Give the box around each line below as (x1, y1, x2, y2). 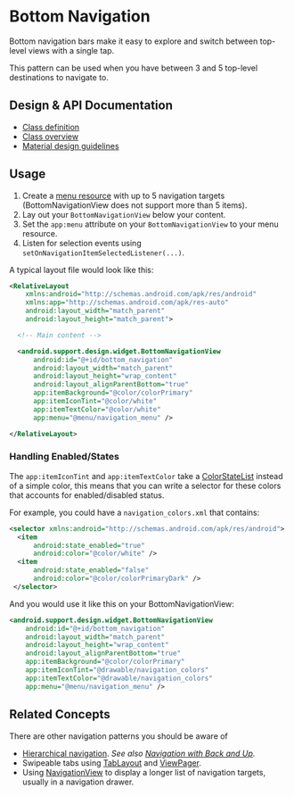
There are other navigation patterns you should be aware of (9, 730, 229, 742)
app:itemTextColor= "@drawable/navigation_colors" (25, 674, 214, 683)
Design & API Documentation (9, 98, 174, 113)
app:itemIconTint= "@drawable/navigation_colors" (25, 666, 209, 675)
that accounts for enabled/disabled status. (9, 489, 165, 501)
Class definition (21, 121, 80, 132)
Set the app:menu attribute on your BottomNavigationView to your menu (21, 219, 279, 229)
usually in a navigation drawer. (21, 776, 135, 787)
